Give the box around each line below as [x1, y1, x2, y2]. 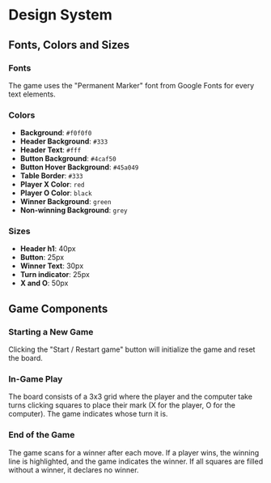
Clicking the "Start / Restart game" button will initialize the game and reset [8, 344, 256, 354]
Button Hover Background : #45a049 [19, 162, 139, 172]
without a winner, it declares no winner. [8, 464, 139, 475]
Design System [8, 6, 113, 24]
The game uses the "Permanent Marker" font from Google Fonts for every [8, 80, 255, 90]
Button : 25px [19, 253, 65, 263]
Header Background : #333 [19, 136, 108, 147]
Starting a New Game [8, 326, 94, 337]
